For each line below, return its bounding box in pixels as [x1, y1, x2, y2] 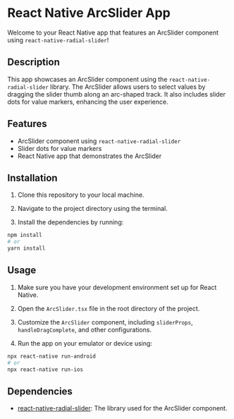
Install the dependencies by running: [17, 218, 124, 226]
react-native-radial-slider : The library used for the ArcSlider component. [17, 404, 228, 413]
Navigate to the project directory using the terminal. [17, 205, 168, 213]
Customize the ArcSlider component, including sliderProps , [17, 317, 193, 326]
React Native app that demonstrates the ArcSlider [17, 152, 162, 160]
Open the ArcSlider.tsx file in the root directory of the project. [17, 304, 200, 312]
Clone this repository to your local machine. [17, 190, 144, 199]
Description [7, 56, 60, 68]
